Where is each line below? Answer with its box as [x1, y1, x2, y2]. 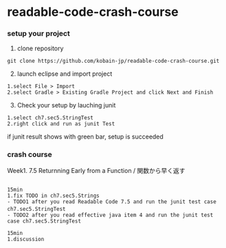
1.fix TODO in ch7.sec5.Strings [7, 192, 100, 199]
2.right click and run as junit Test [7, 121, 115, 127]
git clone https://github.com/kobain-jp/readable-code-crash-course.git [7, 58, 220, 65]
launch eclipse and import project [16, 70, 113, 78]
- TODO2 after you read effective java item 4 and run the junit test [7, 211, 214, 218]
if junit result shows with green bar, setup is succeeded [7, 132, 163, 141]
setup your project [7, 29, 70, 39]
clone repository [16, 44, 64, 52]
